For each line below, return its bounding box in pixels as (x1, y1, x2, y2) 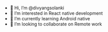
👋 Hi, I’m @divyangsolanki (10, 5, 65, 11)
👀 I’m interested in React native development (10, 10, 103, 16)
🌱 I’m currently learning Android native (10, 16, 90, 21)
